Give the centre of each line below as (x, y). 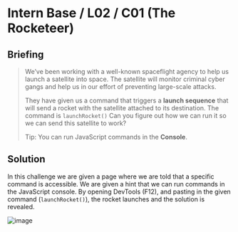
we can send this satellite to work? (76, 123)
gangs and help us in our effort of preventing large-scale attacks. (120, 86)
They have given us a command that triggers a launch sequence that (126, 100)
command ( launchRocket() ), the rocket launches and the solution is (106, 199)
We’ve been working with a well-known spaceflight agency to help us (127, 72)
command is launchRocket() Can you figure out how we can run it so (125, 116)
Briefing (26, 54)
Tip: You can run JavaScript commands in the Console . (106, 137)
